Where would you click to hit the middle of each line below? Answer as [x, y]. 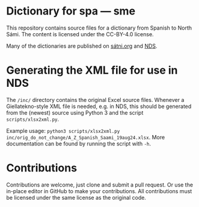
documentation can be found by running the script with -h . [79, 144]
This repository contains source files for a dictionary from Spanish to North [99, 28]
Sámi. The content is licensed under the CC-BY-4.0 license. [80, 34]
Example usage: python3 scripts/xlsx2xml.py [63, 130]
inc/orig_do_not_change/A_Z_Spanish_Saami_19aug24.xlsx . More [86, 137]
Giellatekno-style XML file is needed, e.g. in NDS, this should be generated [99, 106]
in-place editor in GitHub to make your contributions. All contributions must [99, 191]
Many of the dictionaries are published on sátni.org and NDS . [82, 46]
